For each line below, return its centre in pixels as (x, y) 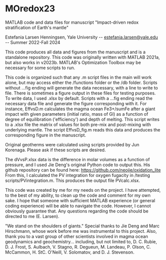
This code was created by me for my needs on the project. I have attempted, (83, 190)
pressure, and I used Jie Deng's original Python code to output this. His (78, 165)
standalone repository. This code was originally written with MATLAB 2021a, (83, 57)
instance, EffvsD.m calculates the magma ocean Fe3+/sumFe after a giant (80, 109)
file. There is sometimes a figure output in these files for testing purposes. (81, 93)
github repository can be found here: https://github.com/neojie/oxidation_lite (83, 170)
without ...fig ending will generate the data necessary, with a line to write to (82, 87)
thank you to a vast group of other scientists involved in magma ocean (77, 236)
